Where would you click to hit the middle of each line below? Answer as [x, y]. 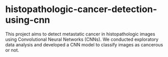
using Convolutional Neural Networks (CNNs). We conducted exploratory [82, 39]
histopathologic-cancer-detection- [81, 9]
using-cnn [28, 20]
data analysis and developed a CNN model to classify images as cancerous [84, 44]
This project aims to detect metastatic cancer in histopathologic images [80, 34]
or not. [12, 50]
